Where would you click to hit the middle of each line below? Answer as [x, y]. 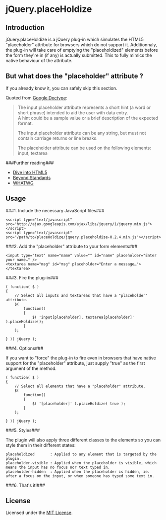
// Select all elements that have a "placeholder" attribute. [80, 386]
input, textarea [32, 153]
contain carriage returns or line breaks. [58, 138]
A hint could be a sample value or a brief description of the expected [88, 118]
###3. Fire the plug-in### [32, 277]
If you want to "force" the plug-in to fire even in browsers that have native [81, 358]
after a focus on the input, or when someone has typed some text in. [80, 476]
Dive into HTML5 [30, 172]
